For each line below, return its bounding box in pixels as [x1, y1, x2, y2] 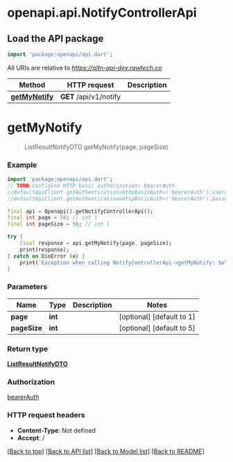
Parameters [7, 282, 47, 292]
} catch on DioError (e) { [7, 253, 85, 260]
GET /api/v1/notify [60, 92, 121, 102]
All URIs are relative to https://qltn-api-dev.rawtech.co [7, 63, 162, 72]
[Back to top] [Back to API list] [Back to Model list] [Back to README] [7, 447, 205, 455]
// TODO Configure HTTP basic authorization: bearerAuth [7, 182, 175, 189]
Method [19, 80, 46, 90]
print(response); [19, 246, 70, 253]
